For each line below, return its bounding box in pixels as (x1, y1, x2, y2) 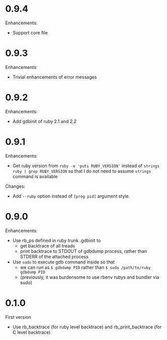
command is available (12, 173, 58, 179)
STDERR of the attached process (20, 253, 89, 259)
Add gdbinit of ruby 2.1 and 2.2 (12, 118, 77, 124)
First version (5, 314, 31, 320)
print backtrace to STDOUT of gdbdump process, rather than (20, 248, 147, 254)
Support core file (12, 29, 48, 35)
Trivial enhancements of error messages (12, 74, 97, 80)
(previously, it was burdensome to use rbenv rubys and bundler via (20, 274, 159, 280)
